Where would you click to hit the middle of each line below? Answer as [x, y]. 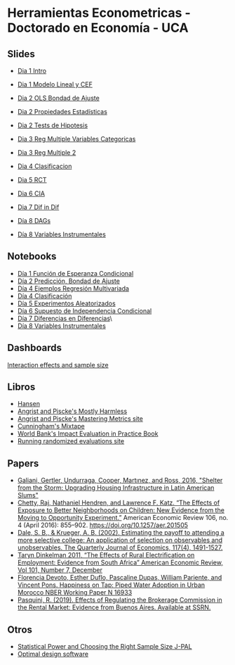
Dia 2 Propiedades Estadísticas [62, 112]
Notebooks [32, 256]
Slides [21, 54]
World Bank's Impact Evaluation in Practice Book [88, 433]
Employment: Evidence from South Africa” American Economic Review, [120, 563]
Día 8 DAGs [34, 221]
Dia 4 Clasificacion [45, 166]
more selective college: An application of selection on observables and [120, 540]
